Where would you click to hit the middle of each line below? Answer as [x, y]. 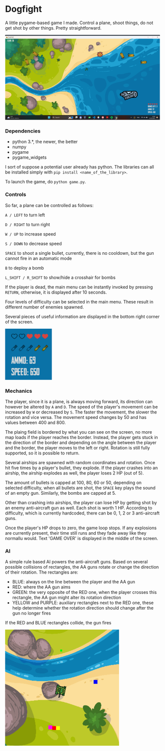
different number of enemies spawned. [44, 307]
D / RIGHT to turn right [27, 224]
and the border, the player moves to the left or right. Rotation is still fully [78, 447]
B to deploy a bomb [25, 268]
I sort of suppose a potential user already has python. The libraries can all [80, 167]
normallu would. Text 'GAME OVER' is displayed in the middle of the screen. [82, 538]
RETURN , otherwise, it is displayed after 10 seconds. [56, 292]
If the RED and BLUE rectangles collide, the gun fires [58, 623]
